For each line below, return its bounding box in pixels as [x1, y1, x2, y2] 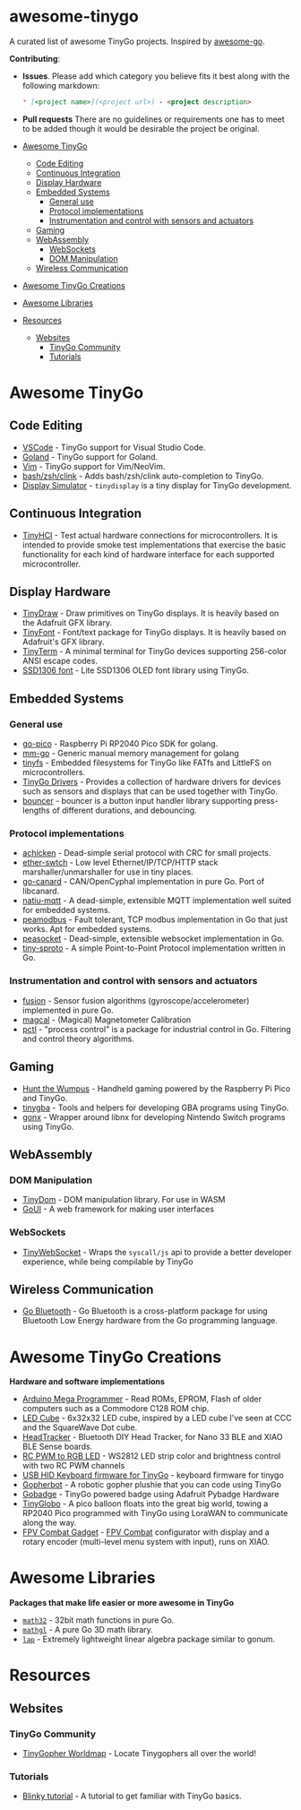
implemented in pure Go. [21, 1004, 114, 1015]
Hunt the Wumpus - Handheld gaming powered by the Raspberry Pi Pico [21, 1082, 291, 1094]
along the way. [21, 1517, 77, 1529]
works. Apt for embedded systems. [21, 924, 152, 935]
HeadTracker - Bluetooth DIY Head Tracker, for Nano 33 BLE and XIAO [21, 1432, 283, 1443]
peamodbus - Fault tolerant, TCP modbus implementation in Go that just [21, 914, 288, 925]
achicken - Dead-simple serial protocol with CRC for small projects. [21, 848, 271, 858]
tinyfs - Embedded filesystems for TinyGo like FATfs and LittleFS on [21, 757, 271, 768]
